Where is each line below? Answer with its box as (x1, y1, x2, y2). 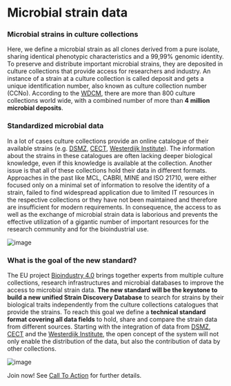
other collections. (7, 345, 57, 353)
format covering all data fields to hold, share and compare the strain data (7, 316, 218, 324)
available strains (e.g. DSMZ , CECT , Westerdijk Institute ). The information (7, 144, 215, 153)
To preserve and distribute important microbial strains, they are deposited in (7, 60, 223, 68)
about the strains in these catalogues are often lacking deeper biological (7, 151, 212, 160)
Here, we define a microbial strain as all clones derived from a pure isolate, (7, 45, 220, 53)
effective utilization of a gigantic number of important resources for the (7, 218, 209, 226)
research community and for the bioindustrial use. (7, 224, 150, 233)
